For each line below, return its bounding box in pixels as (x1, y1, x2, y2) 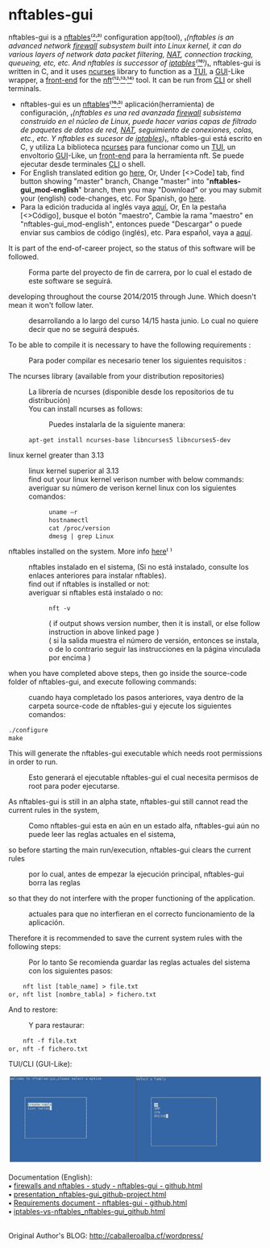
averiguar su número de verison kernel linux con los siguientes (28, 483, 237, 492)
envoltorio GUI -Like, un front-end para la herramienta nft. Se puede (19, 151, 244, 160)
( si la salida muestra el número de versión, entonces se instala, (48, 635, 260, 645)
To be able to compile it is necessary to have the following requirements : (8, 340, 251, 350)
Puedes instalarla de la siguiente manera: (48, 419, 185, 429)
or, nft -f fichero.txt (8, 1045, 89, 1053)
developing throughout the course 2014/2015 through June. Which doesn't (8, 292, 256, 301)
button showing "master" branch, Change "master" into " (19, 176, 210, 186)
